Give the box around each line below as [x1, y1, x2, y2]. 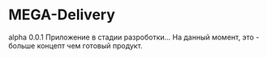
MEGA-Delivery [8, 6, 116, 24]
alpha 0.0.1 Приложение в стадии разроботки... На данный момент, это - [8, 32, 260, 42]
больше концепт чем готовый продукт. [8, 40, 144, 50]
